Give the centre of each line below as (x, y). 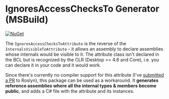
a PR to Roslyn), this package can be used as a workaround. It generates (82, 80)
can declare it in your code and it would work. (53, 65)
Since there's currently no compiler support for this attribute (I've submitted (85, 75)
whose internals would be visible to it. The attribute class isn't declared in (82, 54)
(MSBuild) (27, 20)
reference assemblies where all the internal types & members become (81, 86)
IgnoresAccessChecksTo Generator (82, 9)
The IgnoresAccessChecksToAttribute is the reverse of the (66, 43)
